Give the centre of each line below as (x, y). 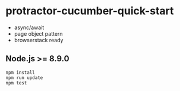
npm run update (24, 78)
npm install (20, 73)
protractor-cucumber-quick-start (90, 11)
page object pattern (38, 33)
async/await (29, 27)
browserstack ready (39, 40)
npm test (16, 83)
